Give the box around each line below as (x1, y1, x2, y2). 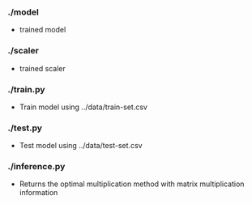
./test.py (7, 122, 42, 134)
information (19, 188, 58, 198)
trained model (19, 25, 66, 35)
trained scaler (19, 63, 66, 73)
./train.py (7, 83, 45, 95)
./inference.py (7, 161, 66, 172)
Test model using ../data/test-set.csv (19, 141, 143, 151)
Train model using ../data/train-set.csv (19, 102, 147, 112)
